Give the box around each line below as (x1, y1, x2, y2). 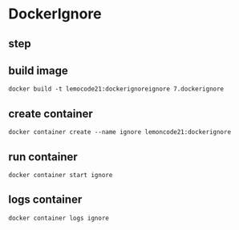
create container (8, 107, 94, 120)
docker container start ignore (8, 171, 113, 180)
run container (8, 150, 78, 163)
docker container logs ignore (8, 214, 110, 222)
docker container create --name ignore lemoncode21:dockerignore (8, 128, 231, 136)
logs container (8, 193, 83, 207)
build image (8, 63, 68, 77)
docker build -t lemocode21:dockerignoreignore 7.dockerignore (8, 85, 225, 93)
